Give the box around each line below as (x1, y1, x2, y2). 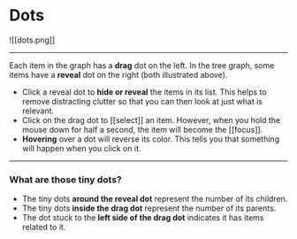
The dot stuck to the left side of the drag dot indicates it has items (21, 212, 264, 223)
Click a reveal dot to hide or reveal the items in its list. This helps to (21, 86, 267, 97)
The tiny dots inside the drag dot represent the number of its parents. (21, 203, 277, 213)
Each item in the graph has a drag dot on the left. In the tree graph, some (9, 59, 275, 71)
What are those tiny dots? (9, 173, 122, 186)
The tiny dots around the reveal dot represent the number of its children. (21, 194, 288, 204)
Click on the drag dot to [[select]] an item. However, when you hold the (21, 114, 281, 125)
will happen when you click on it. (21, 143, 141, 153)
